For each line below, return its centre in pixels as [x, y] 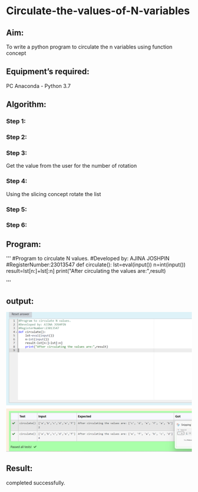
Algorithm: [26, 105]
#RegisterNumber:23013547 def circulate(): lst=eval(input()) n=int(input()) [96, 265]
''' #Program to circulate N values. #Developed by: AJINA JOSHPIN [88, 259]
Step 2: [17, 137]
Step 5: [17, 209]
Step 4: [17, 181]
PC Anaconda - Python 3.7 [38, 86]
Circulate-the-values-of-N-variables [98, 11]
